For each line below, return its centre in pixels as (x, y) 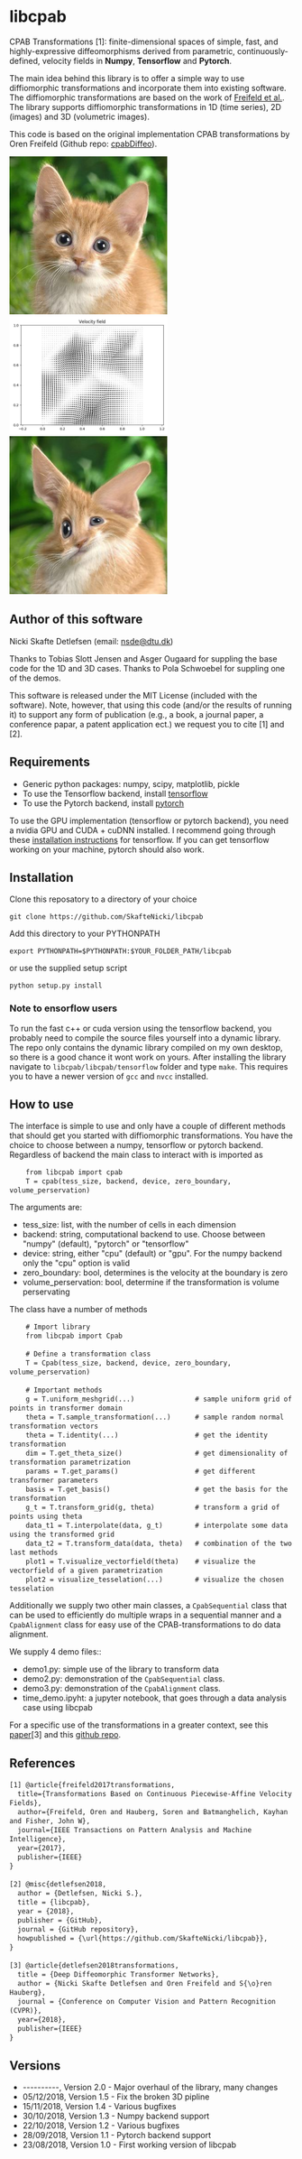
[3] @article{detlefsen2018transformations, (94, 1966)
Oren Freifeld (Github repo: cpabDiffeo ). (83, 144)
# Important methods (64, 1390)
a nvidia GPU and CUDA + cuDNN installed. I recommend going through (143, 830)
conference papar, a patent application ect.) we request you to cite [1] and (147, 724)
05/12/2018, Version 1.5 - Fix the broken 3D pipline (116, 2097)
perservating (46, 1292)
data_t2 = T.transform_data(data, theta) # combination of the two (159, 1544)
